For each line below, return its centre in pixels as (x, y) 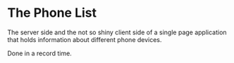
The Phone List (52, 13)
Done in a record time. (39, 53)
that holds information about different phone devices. (85, 39)
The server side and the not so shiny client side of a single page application (117, 32)
